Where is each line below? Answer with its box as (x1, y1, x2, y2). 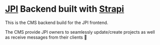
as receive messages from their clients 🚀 (5, 34, 87, 40)
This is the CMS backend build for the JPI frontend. (5, 20, 109, 25)
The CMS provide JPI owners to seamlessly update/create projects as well (5, 29, 155, 35)
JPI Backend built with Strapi (5, 3, 124, 15)
